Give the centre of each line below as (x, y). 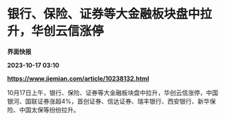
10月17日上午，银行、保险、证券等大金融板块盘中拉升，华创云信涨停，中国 (113, 93)
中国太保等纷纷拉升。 (49, 110)
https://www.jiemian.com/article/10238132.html (78, 78)
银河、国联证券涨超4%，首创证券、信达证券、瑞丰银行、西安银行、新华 (108, 101)
